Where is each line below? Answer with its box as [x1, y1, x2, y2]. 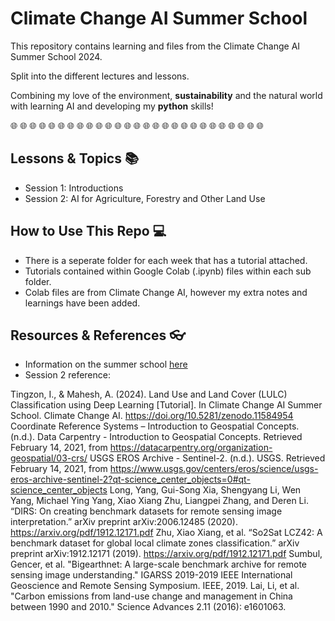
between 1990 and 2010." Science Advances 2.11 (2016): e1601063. [10, 601, 287, 613]
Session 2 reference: [24, 369, 111, 381]
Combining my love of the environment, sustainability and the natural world [10, 89, 323, 101]
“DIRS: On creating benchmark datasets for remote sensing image [10, 505, 283, 517]
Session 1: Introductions [24, 182, 124, 194]
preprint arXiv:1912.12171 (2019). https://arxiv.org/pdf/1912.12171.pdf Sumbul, [10, 548, 323, 560]
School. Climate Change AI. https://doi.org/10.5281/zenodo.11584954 [10, 410, 294, 422]
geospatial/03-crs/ [10, 452, 88, 464]
